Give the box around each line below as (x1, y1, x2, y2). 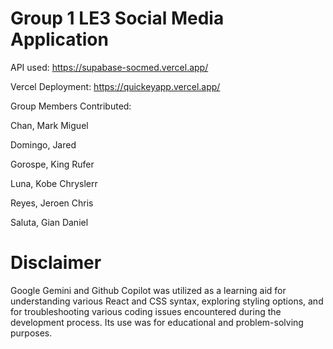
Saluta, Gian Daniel (10, 216, 89, 228)
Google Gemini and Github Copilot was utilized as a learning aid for (10, 284, 287, 296)
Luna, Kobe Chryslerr (10, 177, 98, 189)
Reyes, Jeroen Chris (10, 197, 94, 209)
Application (10, 28, 109, 51)
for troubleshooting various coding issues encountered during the (10, 305, 282, 317)
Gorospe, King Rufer (10, 158, 95, 170)
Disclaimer (10, 252, 102, 274)
